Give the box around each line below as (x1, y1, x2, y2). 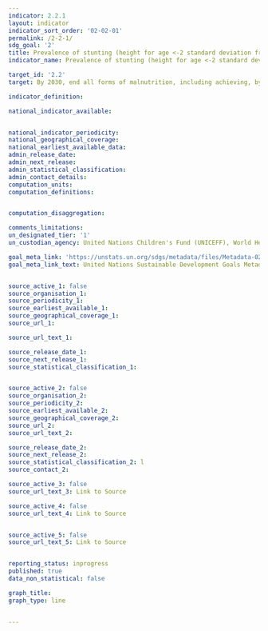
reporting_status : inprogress (8, 560, 109, 568)
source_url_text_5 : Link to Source (8, 538, 127, 546)
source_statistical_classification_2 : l (8, 458, 145, 466)
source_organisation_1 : (8, 290, 88, 298)
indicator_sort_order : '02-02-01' (8, 26, 124, 34)
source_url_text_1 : (8, 333, 73, 341)
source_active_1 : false (8, 282, 88, 290)
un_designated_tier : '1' (8, 231, 91, 240)
